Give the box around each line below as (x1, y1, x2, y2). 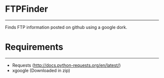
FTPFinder (5, 3, 48, 15)
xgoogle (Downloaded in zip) (12, 67, 70, 73)
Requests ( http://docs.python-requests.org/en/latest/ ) (12, 62, 121, 68)
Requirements (5, 42, 63, 52)
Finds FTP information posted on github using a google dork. (5, 24, 127, 30)
